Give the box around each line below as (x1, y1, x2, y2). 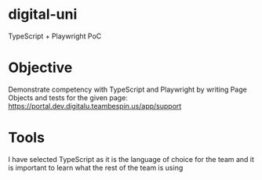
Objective (8, 59, 73, 77)
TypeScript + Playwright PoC (8, 31, 102, 41)
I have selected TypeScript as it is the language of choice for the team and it (8, 154, 255, 164)
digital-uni (8, 5, 78, 23)
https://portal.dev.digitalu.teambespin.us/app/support (8, 101, 182, 110)
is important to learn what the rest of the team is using (8, 163, 184, 172)
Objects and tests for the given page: (8, 92, 128, 103)
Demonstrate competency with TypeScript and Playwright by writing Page (8, 85, 247, 94)
